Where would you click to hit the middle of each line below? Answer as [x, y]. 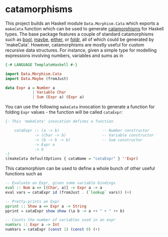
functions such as [24, 174]
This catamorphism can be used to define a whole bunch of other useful [80, 168]
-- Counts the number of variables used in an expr [60, 220]
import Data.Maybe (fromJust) [37, 79]
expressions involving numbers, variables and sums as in [64, 55]
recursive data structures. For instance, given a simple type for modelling [81, 50]
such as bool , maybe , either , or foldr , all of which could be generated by [80, 39]
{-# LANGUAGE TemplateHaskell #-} [41, 65]
